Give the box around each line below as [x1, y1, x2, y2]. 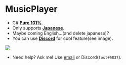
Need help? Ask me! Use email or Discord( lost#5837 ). [12, 54, 122, 60]
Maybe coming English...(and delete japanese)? [12, 30, 109, 36]
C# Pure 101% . [12, 20, 43, 26]
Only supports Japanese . [12, 25, 65, 31]
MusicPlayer [5, 3, 58, 15]
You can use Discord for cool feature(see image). [12, 35, 113, 41]
